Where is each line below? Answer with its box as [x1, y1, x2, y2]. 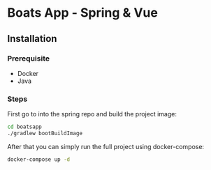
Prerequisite [7, 54, 50, 63]
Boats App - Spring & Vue [7, 5, 159, 21]
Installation [7, 33, 57, 45]
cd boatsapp [7, 123, 42, 130]
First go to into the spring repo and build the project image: [7, 110, 177, 118]
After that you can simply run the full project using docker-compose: [7, 142, 205, 150]
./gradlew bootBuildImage [7, 130, 82, 137]
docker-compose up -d [7, 155, 71, 163]
